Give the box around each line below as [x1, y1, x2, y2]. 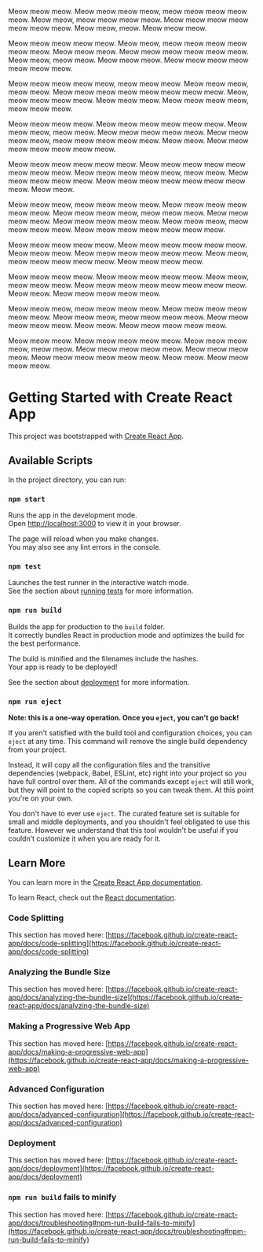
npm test [8, 562, 42, 571]
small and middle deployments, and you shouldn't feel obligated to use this [8, 817, 250, 827]
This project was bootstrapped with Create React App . [8, 431, 184, 440]
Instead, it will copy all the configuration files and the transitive [8, 760, 210, 769]
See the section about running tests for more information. [8, 586, 194, 596]
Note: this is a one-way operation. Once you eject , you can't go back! [8, 713, 239, 722]
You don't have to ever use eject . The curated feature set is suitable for [8, 808, 240, 818]
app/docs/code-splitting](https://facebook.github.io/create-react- [8, 939, 221, 948]
